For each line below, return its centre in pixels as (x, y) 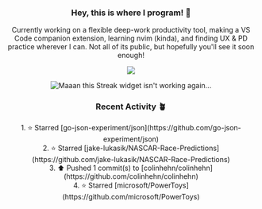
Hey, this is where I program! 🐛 (131, 13)
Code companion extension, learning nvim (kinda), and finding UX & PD (131, 38)
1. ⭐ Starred (40, 127)
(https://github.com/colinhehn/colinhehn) (131, 176)
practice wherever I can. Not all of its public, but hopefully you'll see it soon (131, 47)
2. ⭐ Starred (62, 148)
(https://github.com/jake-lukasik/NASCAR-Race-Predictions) (131, 159)
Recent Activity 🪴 (131, 106)
